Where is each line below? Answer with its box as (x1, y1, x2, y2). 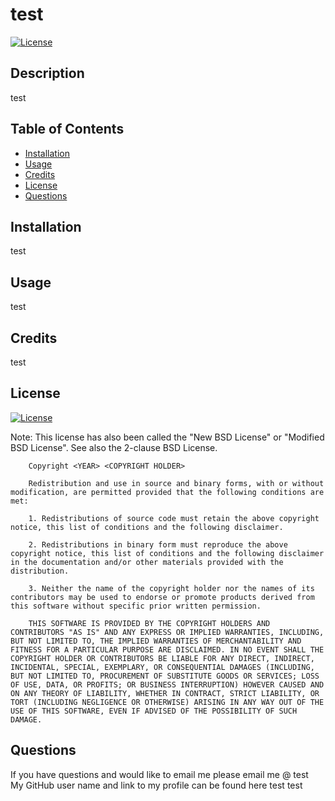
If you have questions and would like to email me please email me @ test (10, 768, 309, 780)
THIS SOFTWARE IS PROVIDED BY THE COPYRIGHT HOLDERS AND (28, 618, 271, 628)
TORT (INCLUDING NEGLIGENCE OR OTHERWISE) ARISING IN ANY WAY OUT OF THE (10, 697, 325, 707)
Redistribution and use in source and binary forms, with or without (28, 478, 325, 488)
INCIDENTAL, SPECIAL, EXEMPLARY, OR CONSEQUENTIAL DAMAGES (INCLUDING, (10, 662, 315, 672)
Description (10, 65, 85, 82)
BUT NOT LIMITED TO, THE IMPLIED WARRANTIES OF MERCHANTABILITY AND (10, 636, 302, 646)
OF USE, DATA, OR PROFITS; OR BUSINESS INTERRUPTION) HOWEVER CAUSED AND (10, 679, 325, 690)
